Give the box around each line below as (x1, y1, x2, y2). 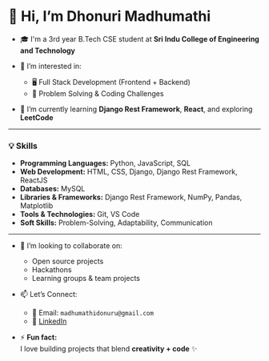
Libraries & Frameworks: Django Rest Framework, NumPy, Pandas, (19, 192, 243, 203)
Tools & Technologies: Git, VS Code (19, 210, 140, 219)
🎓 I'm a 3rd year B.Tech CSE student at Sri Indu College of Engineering (19, 34, 260, 43)
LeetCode (19, 112, 54, 122)
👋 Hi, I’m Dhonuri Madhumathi (8, 7, 211, 26)
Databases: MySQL (19, 184, 86, 194)
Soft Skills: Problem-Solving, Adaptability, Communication (19, 218, 213, 227)
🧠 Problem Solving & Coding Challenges (31, 88, 164, 98)
